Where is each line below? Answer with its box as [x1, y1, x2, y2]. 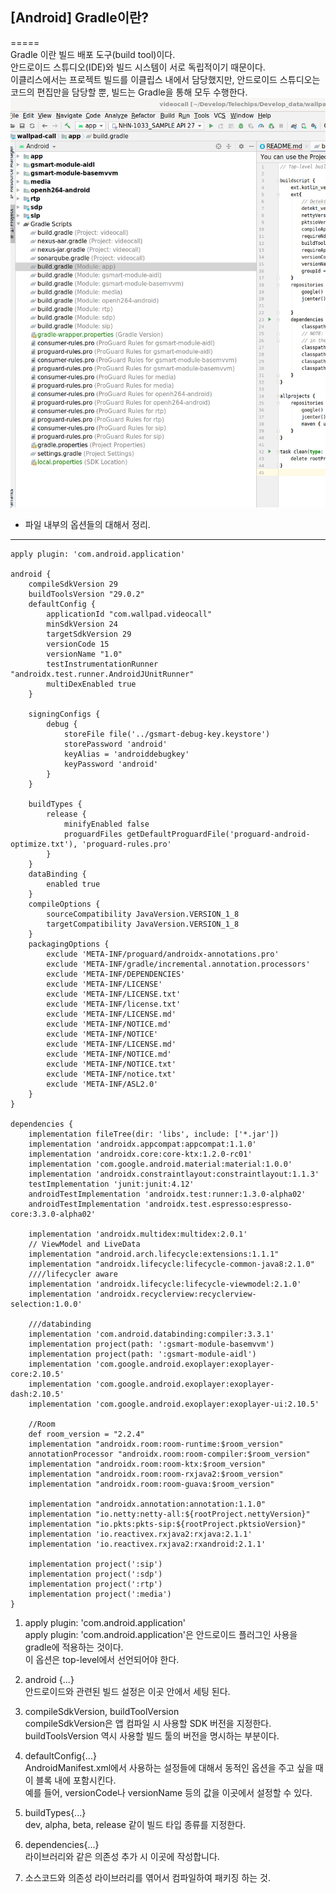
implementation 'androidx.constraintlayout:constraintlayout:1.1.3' [28, 1169, 320, 1179]
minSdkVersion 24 [46, 619, 118, 629]
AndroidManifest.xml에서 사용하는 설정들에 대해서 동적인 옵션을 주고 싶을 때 [24, 1761, 324, 1773]
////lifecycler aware [28, 1269, 118, 1279]
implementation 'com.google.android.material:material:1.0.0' [28, 1159, 293, 1169]
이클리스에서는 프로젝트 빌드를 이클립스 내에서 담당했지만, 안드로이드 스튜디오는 [10, 73, 321, 85]
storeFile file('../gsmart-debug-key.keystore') [63, 729, 271, 739]
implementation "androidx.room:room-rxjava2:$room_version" [28, 1469, 284, 1479]
